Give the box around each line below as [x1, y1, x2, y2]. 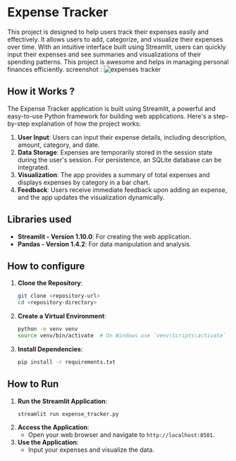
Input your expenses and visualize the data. [27, 445, 155, 454]
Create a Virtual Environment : [17, 312, 107, 321]
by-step [7, 119, 30, 128]
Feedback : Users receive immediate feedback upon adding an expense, [17, 185, 228, 194]
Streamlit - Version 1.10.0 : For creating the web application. [17, 232, 192, 241]
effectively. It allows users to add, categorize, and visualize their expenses [7, 35, 223, 43]
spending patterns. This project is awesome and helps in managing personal [7, 57, 229, 66]
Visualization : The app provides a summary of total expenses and [17, 170, 210, 179]
